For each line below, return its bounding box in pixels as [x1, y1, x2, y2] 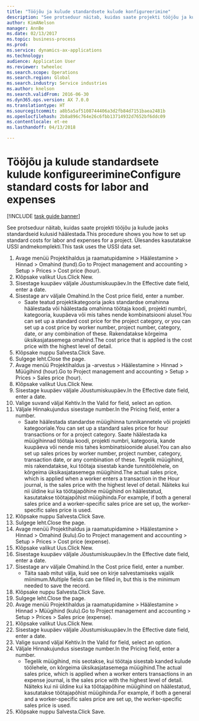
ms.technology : [6, 53, 44, 59]
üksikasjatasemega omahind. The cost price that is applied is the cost [24, 336, 193, 343]
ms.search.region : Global [6, 75, 70, 81]
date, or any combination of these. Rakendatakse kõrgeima [24, 330, 168, 337]
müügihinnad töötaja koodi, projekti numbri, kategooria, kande [24, 437, 176, 444]
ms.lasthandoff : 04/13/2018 [6, 125, 76, 130]
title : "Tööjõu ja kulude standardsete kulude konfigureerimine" [6, 8, 171, 15]
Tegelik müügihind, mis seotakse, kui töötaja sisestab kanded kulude [24, 658, 191, 665]
